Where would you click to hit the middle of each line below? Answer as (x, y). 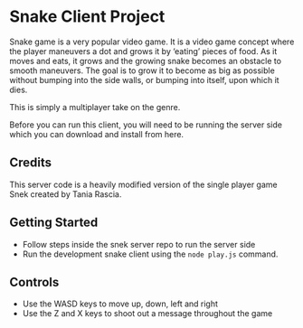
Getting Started (54, 223)
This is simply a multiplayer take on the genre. (95, 107)
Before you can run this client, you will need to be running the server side (146, 125)
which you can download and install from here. (96, 134)
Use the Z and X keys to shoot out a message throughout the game (147, 314)
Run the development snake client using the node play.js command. (150, 254)
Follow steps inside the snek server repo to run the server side (139, 244)
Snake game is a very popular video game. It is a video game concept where (152, 42)
